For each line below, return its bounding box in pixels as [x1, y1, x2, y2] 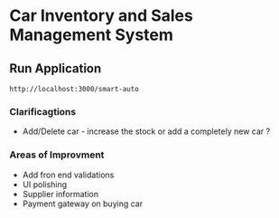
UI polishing [22, 178, 68, 190]
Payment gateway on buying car [22, 198, 143, 209]
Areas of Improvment [9, 148, 105, 161]
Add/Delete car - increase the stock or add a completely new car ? [22, 126, 271, 137]
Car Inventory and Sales [9, 5, 194, 26]
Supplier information [22, 188, 99, 199]
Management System [9, 24, 174, 45]
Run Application [9, 61, 102, 76]
